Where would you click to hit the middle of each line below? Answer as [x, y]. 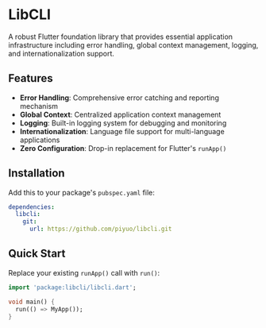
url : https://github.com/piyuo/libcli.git [100, 229]
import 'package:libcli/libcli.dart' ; [72, 287]
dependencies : [32, 207]
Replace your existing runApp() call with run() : [84, 272]
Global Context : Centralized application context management [120, 114]
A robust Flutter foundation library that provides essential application [120, 37]
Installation [37, 174]
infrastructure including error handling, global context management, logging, [133, 44]
